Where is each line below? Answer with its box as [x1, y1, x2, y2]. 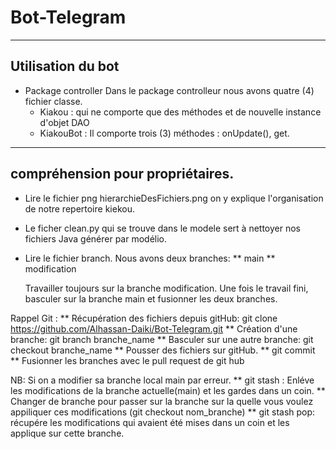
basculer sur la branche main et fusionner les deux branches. [24, 292, 278, 305]
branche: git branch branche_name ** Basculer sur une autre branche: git [10, 333, 314, 345]
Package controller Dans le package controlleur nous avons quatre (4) [24, 84, 315, 96]
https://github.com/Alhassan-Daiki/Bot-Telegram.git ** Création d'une [10, 322, 298, 335]
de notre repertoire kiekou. [24, 202, 135, 215]
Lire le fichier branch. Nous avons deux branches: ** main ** [24, 252, 276, 264]
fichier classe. [24, 95, 83, 107]
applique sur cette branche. [10, 427, 125, 439]
